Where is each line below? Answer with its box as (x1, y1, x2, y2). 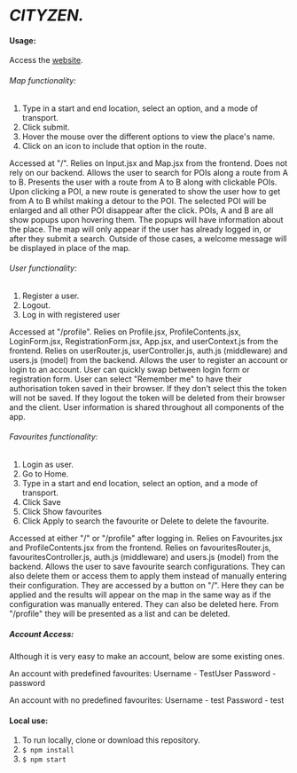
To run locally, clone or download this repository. (21, 735, 201, 745)
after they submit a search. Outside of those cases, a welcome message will (9, 233, 287, 244)
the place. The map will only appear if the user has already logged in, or (9, 224, 272, 234)
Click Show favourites (21, 507, 102, 517)
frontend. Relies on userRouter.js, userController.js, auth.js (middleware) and (9, 345, 288, 356)
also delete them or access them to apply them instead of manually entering (9, 571, 287, 581)
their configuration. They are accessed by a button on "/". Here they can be (9, 580, 285, 590)
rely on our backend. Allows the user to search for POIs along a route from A (9, 167, 288, 177)
